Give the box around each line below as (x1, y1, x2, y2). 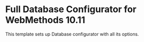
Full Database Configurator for (5, 4, 137, 15)
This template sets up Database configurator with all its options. (5, 31, 139, 37)
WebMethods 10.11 (5, 14, 85, 26)
